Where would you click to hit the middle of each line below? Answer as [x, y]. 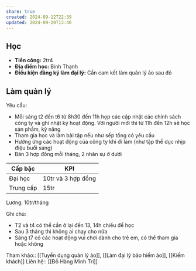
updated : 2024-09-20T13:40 [39, 22]
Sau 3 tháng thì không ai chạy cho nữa [61, 231]
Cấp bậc [23, 169]
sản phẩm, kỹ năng [37, 129]
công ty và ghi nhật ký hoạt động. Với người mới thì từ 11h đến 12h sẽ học [102, 123]
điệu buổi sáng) [33, 148]
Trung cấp [23, 188]
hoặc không [29, 244]
